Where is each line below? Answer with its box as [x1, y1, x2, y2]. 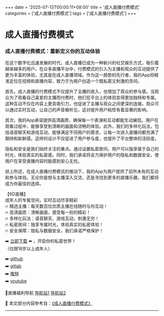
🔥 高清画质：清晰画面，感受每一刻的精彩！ [5, 210, 91, 215]
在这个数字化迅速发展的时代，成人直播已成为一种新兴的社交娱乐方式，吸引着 [5, 60, 159, 66]
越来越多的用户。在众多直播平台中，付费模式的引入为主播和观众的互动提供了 [5, 66, 159, 72]
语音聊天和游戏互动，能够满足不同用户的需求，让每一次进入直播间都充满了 [9, 129, 159, 135]
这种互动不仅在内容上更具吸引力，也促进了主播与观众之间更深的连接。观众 [5, 101, 155, 106]
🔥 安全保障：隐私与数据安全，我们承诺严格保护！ [5, 228, 104, 233]
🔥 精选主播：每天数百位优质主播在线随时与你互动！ [5, 203, 108, 209]
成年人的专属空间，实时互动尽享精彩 [5, 197, 78, 203]
